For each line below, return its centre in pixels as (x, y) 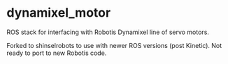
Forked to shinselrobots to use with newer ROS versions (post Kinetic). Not (114, 45)
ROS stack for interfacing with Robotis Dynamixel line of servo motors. (108, 32)
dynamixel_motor (59, 13)
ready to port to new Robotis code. (57, 53)
